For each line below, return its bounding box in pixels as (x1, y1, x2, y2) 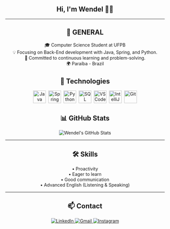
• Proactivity (71, 166, 99, 172)
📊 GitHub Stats (60, 114, 110, 122)
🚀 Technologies (60, 77, 110, 86)
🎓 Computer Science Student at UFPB (45, 41, 125, 48)
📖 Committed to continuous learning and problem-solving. (24, 55, 146, 61)
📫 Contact (67, 202, 103, 210)
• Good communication (60, 176, 110, 182)
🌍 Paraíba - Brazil (66, 60, 104, 66)
